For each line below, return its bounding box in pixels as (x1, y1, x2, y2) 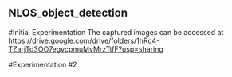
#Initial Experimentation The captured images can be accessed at (8, 27, 224, 37)
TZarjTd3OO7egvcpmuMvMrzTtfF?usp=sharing (8, 44, 163, 54)
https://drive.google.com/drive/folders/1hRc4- (8, 36, 160, 45)
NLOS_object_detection (8, 6, 128, 20)
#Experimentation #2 (8, 60, 77, 69)
